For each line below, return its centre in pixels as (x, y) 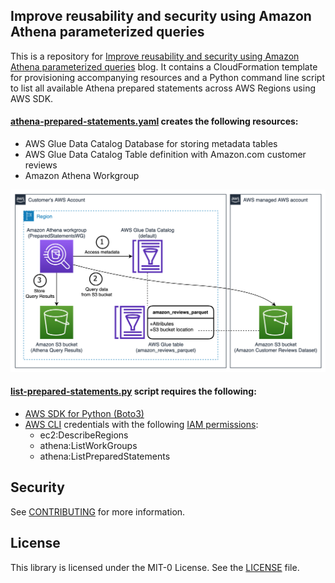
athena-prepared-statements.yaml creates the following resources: (154, 121)
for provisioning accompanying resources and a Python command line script (167, 77)
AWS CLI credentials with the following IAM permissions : (141, 425)
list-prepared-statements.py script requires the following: (133, 391)
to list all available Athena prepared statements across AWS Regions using (163, 88)
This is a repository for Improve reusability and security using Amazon (155, 56)
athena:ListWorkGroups (88, 446)
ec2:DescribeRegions (84, 435)
